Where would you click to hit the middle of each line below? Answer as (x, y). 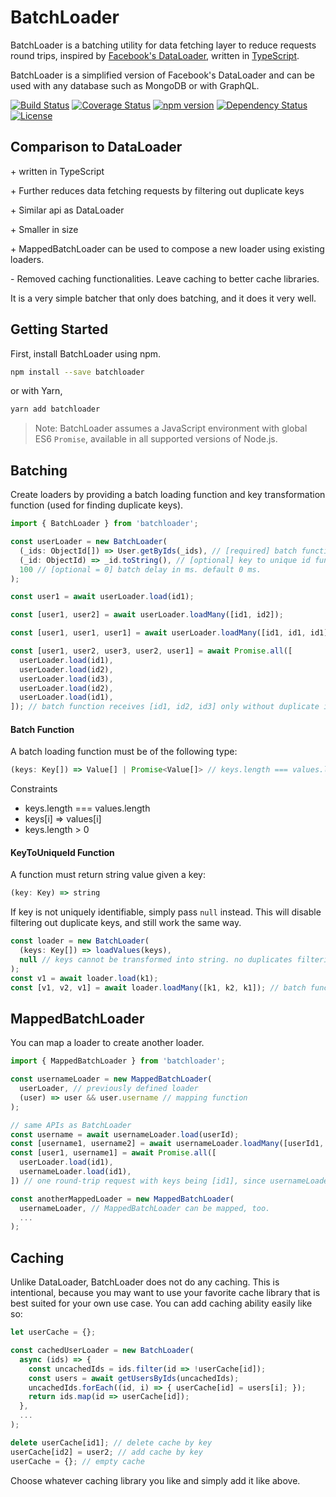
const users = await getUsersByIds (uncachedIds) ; (134, 1378)
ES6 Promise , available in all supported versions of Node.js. (156, 439)
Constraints (34, 789)
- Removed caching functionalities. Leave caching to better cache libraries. (165, 278)
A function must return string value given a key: (108, 875)
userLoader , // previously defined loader (109, 1089)
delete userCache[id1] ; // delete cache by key (111, 1442)
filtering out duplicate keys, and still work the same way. (126, 923)
